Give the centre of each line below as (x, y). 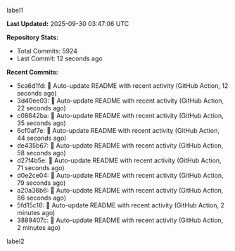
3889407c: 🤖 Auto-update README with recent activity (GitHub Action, (120, 220)
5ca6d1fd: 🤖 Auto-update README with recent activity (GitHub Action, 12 (122, 86)
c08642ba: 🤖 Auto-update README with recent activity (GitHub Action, (120, 116)
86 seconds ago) (41, 198)
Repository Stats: (33, 37)
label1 (15, 10)
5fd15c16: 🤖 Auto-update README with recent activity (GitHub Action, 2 (120, 205)
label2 (15, 241)
